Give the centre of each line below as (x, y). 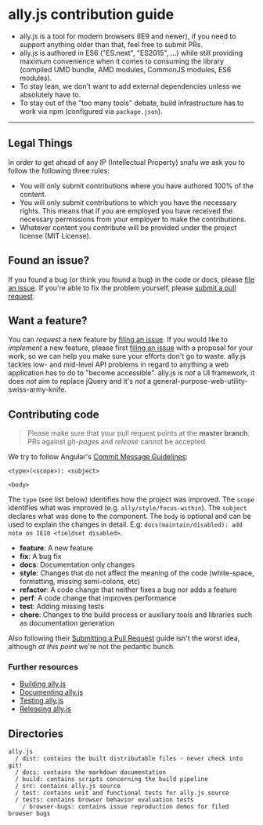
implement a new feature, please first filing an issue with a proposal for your (131, 348)
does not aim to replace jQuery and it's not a (80, 381)
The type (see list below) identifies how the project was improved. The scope (131, 499)
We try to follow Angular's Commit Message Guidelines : (98, 457)
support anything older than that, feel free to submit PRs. (111, 44)
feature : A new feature (56, 548)
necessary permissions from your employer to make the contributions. (133, 219)
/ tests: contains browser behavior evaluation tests (104, 800)
